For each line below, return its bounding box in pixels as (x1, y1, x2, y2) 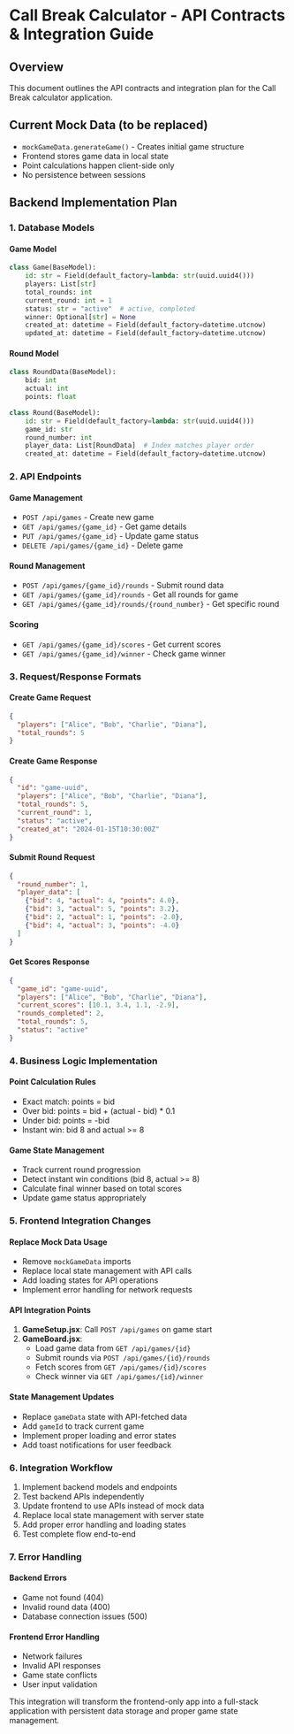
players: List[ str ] (25, 280, 97, 288)
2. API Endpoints (9, 471, 82, 483)
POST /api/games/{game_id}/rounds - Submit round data (21, 580, 224, 591)
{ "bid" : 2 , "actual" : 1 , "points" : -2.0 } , (25, 913, 184, 922)
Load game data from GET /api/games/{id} (34, 1343, 192, 1354)
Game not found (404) (21, 1592, 104, 1603)
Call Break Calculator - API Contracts (9, 5, 285, 26)
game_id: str (25, 425, 73, 433)
